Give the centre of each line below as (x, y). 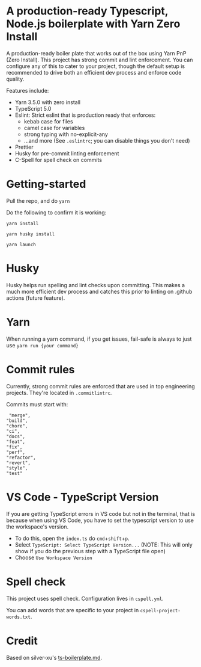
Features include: (28, 90)
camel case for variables (54, 128)
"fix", (14, 447)
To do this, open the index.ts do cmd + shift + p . (72, 538)
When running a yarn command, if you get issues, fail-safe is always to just (99, 339)
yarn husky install (31, 234)
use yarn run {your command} (43, 345)
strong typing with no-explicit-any (66, 134)
